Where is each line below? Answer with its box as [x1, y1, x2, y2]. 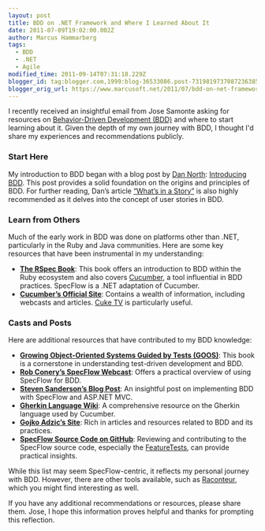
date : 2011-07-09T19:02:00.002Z [8, 26, 114, 34]
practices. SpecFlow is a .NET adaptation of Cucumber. [19, 281, 200, 290]
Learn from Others [8, 214, 80, 225]
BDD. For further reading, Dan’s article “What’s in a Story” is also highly [8, 186, 239, 196]
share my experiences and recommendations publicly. [8, 132, 185, 141]
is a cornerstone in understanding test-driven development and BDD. [19, 359, 244, 368]
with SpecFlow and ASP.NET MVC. [19, 392, 133, 402]
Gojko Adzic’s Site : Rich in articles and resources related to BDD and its [19, 417, 254, 427]
